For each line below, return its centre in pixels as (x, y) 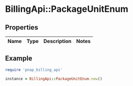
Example (19, 59)
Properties (22, 27)
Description (57, 41)
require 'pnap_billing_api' (34, 70)
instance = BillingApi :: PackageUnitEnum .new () (54, 79)
